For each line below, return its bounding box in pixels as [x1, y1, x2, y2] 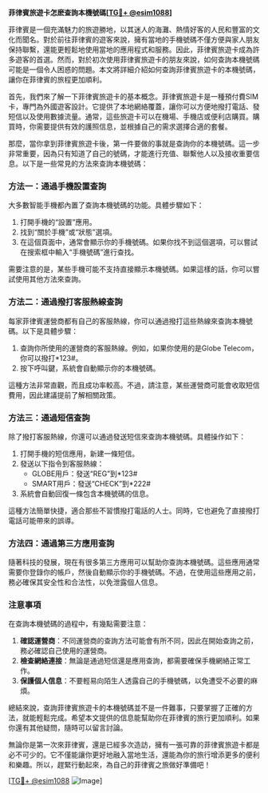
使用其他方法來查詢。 [14, 274, 85, 284]
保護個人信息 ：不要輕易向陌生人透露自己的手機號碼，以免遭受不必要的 [19, 676, 251, 686]
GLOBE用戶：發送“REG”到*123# [31, 468, 138, 479]
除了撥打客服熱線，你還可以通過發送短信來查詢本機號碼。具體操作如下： [8, 431, 246, 441]
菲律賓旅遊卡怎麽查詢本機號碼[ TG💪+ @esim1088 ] [8, 8, 173, 17]
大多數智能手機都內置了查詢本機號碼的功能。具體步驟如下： [8, 200, 204, 210]
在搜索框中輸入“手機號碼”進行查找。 [19, 247, 139, 257]
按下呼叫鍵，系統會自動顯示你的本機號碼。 [19, 363, 160, 373]
